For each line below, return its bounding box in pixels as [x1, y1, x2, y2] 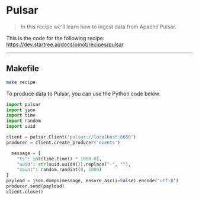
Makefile [6, 63, 40, 74]
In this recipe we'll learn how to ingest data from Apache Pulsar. [20, 23, 176, 30]
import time [6, 112, 36, 118]
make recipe [6, 79, 36, 85]
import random [6, 118, 41, 124]
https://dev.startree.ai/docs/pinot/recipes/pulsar [6, 41, 124, 48]
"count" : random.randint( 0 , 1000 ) [17, 167, 102, 173]
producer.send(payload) [6, 183, 65, 189]
